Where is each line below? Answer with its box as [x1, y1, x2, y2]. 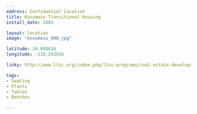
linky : [6, 62, 22, 68]
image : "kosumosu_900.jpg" [6, 36, 72, 42]
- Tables [6, 89, 28, 95]
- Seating [6, 78, 30, 84]
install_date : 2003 [6, 19, 54, 25]
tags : [6, 72, 19, 78]
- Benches [6, 94, 30, 100]
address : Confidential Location [6, 8, 85, 15]
